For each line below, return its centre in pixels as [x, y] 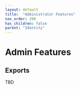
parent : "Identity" [25, 28]
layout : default [22, 10]
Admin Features [38, 52]
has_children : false [26, 23]
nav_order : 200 [21, 19]
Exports [17, 70]
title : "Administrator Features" [40, 14]
